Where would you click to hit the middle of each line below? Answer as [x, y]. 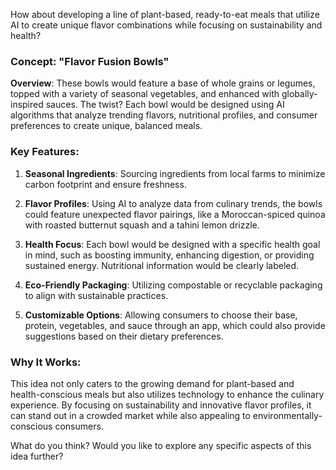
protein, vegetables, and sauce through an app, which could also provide [175, 325]
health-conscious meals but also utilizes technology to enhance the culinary [167, 394]
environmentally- [287, 415]
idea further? [37, 456]
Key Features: [45, 152]
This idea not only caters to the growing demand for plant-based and [152, 383]
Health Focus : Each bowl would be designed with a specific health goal [172, 244]
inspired [27, 105]
